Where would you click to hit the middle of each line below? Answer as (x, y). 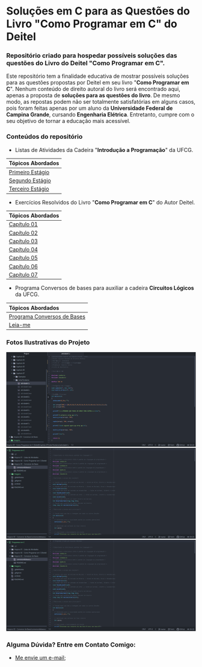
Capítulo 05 (23, 258)
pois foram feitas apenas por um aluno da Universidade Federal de (90, 108)
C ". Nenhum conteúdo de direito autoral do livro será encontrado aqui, (93, 89)
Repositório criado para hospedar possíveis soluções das (92, 55)
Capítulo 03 (23, 241)
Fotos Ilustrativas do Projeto (48, 342)
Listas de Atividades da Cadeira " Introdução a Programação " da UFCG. (104, 150)
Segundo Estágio (30, 180)
